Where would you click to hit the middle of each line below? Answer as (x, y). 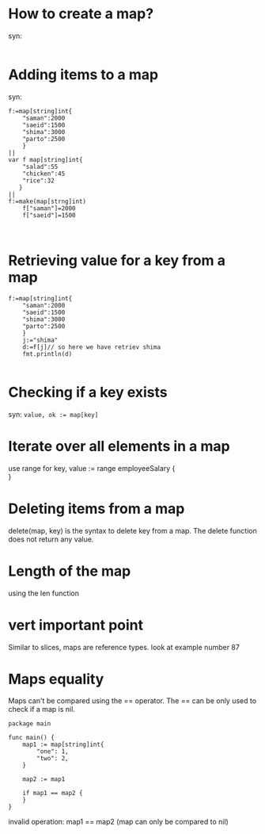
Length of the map (70, 571)
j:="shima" (40, 340)
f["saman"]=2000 (49, 208)
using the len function (44, 593)
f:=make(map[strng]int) (47, 201)
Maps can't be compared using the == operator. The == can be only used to (132, 701)
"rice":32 (39, 180)
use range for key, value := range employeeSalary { (92, 468)
